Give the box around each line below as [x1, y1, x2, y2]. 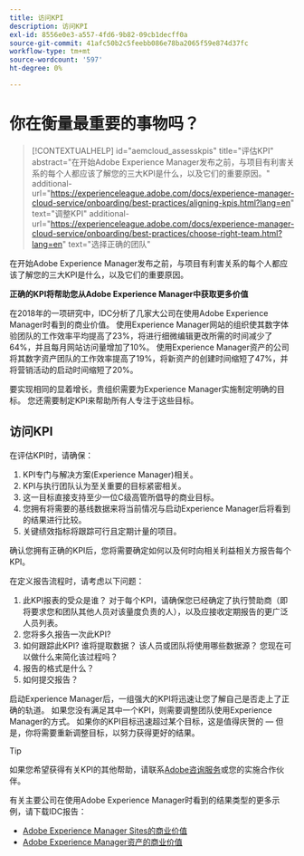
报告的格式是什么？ [22, 662, 95, 673]
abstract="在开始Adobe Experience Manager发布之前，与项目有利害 [31, 156, 287, 168]
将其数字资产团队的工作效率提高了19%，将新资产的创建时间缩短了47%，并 [9, 352, 289, 363]
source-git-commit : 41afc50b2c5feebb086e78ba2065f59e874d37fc [9, 38, 249, 48]
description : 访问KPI [9, 22, 89, 31]
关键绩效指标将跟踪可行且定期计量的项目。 [22, 525, 182, 536]
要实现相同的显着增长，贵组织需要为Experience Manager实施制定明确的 [9, 383, 278, 394]
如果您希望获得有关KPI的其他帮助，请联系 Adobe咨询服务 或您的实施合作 [9, 764, 277, 774]
